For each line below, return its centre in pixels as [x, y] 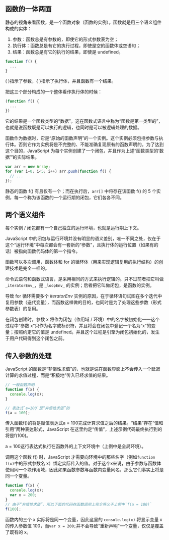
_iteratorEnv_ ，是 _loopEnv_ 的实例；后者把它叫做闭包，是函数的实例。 [80, 285]
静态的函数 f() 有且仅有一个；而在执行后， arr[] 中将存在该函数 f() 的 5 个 [81, 191]
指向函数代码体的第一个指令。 [49, 251]
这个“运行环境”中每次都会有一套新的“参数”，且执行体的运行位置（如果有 [80, 245]
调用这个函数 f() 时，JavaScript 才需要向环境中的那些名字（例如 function [80, 457]
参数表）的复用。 [23, 309]
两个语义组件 [25, 214]
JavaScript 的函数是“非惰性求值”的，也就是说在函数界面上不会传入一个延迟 [83, 369]
